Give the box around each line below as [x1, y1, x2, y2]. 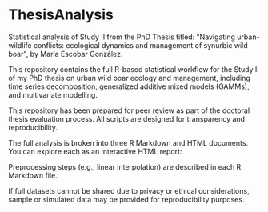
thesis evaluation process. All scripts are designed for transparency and [8, 114, 246, 123]
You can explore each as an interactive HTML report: [8, 146, 182, 156]
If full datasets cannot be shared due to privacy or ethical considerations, [8, 186, 250, 195]
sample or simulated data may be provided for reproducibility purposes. [8, 194, 245, 204]
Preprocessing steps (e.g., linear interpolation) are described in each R [8, 162, 242, 171]
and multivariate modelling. [8, 90, 98, 99]
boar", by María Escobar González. [8, 49, 123, 58]
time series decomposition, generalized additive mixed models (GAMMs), [8, 82, 250, 91]
